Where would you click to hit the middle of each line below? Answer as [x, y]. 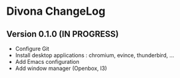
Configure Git [32, 49]
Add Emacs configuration [47, 62]
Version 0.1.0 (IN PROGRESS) [63, 34]
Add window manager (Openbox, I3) [61, 68]
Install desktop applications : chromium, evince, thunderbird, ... [95, 55]
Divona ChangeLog [56, 11]
